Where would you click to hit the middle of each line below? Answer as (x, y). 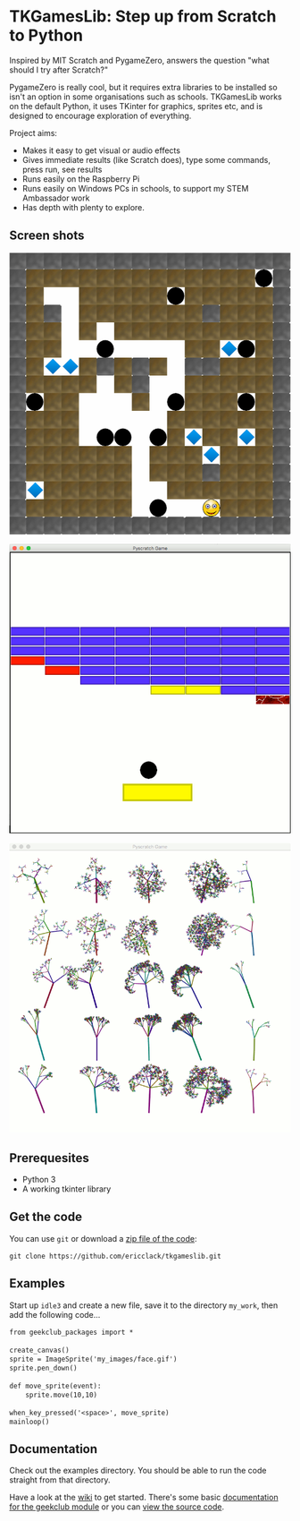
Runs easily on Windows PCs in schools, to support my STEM (135, 188)
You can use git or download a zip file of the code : (103, 1238)
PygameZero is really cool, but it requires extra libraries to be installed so (144, 87)
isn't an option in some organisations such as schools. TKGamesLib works (146, 97)
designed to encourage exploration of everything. (100, 115)
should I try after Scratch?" (59, 70)
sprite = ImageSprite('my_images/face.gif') (93, 1359)
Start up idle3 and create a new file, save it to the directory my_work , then (144, 1305)
